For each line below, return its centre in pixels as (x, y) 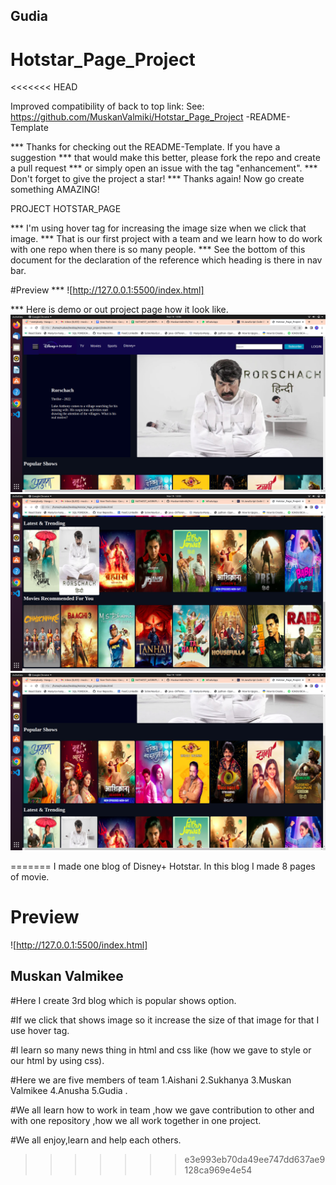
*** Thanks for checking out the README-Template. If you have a (145, 147)
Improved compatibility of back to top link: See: (107, 106)
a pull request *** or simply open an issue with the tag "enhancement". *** (164, 168)
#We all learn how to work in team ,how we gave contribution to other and (162, 1110)
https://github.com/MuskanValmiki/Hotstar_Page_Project (127, 117)
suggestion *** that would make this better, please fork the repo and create (165, 158)
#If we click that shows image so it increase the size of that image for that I (165, 1020)
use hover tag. (40, 1030)
